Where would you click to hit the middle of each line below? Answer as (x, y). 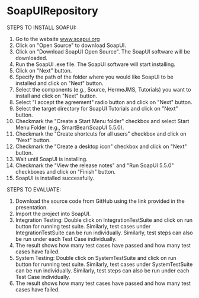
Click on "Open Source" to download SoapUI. (70, 45)
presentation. (31, 207)
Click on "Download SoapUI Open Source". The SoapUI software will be (103, 51)
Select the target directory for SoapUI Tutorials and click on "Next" (97, 108)
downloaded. (31, 58)
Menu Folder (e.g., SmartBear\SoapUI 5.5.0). (70, 127)
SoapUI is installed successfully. (54, 178)
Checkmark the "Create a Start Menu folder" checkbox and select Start (102, 121)
